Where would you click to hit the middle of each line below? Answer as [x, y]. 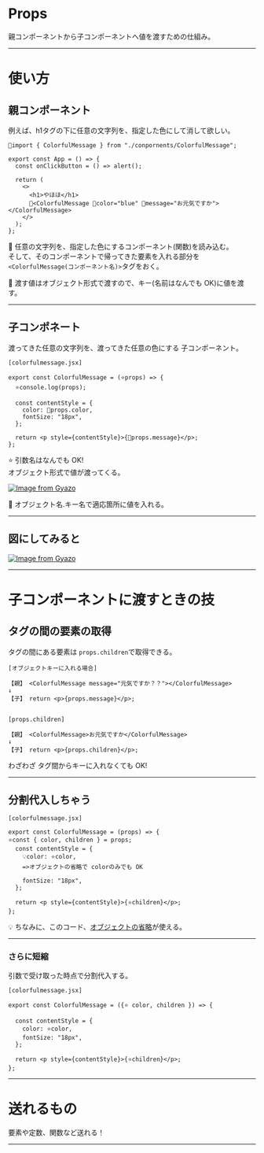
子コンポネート [44, 327]
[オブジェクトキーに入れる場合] [53, 668]
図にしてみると [44, 539]
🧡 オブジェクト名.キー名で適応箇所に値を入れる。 [88, 504]
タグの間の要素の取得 [60, 632]
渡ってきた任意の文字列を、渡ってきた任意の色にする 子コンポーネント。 [126, 348]
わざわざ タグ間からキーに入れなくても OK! [78, 765]
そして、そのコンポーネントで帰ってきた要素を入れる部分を [104, 256]
